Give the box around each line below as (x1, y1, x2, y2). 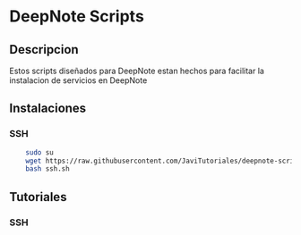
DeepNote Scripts (9, 6, 145, 27)
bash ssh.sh (25, 164, 70, 173)
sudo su (25, 147, 54, 157)
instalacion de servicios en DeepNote (9, 75, 148, 86)
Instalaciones (9, 101, 87, 116)
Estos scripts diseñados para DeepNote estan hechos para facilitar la (9, 65, 264, 76)
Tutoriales (9, 189, 67, 205)
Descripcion (9, 42, 79, 57)
